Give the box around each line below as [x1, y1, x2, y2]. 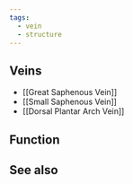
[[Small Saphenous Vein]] [22, 96, 117, 108]
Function [9, 132, 60, 147]
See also [9, 162, 58, 178]
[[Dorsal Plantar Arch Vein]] [22, 106, 125, 117]
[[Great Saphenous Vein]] [22, 87, 118, 98]
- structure [17, 30, 63, 39]
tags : [9, 13, 30, 22]
